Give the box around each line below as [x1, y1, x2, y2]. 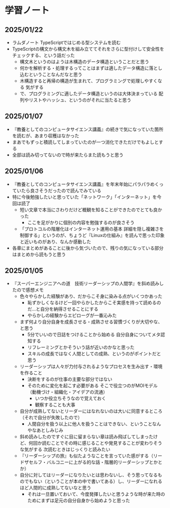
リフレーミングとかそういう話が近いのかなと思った [27, 344, 135, 350]
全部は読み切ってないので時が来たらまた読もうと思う [12, 152, 124, 158]
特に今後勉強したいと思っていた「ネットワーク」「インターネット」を [12, 193, 157, 200]
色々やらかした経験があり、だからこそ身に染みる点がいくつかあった [19, 293, 163, 299]
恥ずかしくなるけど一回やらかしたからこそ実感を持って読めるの [27, 300, 161, 306]
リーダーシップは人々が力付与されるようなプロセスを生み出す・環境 [19, 364, 163, 370]
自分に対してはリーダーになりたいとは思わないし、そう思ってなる [19, 472, 158, 478]
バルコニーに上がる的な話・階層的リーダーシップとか [46, 459, 158, 465]
